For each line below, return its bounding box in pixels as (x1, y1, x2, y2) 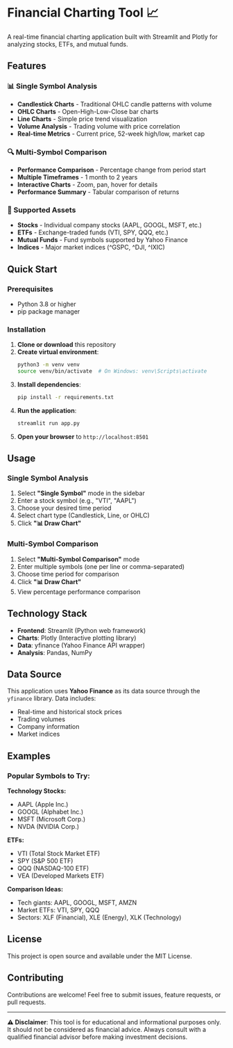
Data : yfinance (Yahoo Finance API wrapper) (17, 640, 146, 650)
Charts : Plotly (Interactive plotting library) (17, 634, 137, 642)
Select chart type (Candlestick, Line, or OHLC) (17, 511, 150, 519)
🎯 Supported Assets (7, 205, 76, 215)
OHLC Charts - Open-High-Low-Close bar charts (17, 107, 159, 115)
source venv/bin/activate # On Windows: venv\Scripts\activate (17, 368, 207, 375)
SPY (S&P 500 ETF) (17, 857, 74, 865)
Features (7, 60, 46, 72)
